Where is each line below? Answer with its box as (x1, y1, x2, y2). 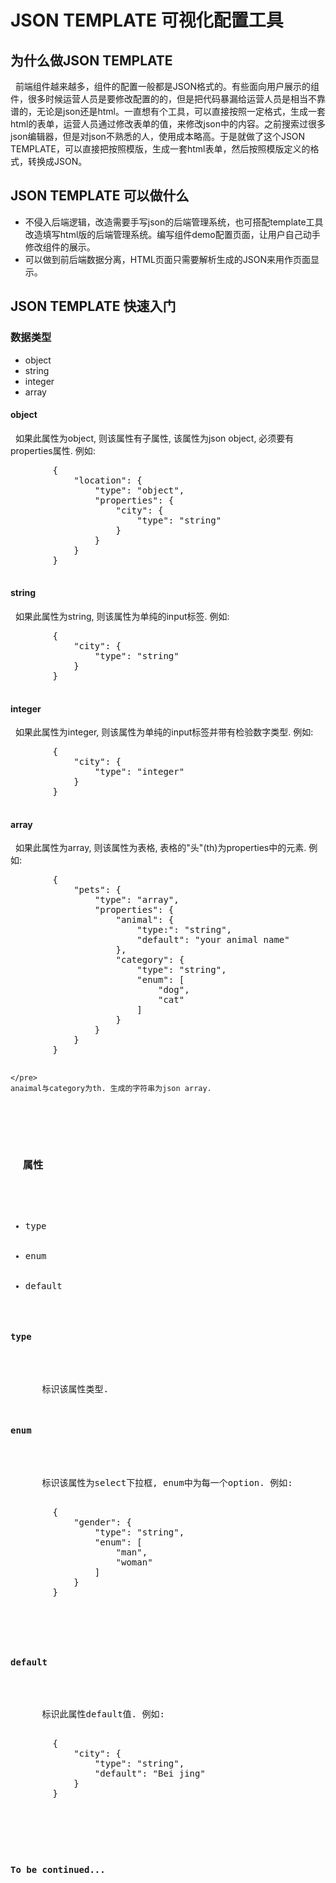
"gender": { (73, 1517, 132, 1528)
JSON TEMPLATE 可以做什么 (10, 187, 190, 205)
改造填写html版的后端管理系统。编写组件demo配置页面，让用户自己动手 (24, 228, 321, 240)
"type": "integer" (94, 766, 185, 778)
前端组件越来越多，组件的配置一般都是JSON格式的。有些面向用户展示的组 (14, 81, 320, 92)
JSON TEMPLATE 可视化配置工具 (10, 9, 284, 32)
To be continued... (10, 1864, 106, 1876)
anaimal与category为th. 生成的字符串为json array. (10, 1084, 212, 1094)
